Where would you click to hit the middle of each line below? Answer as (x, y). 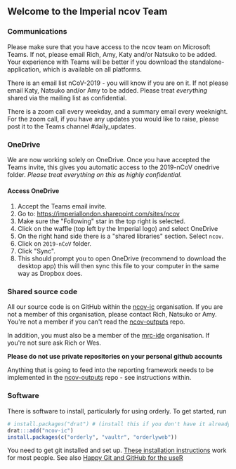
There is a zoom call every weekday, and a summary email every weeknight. (118, 111)
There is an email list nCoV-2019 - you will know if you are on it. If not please (118, 83)
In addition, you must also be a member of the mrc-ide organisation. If (109, 336)
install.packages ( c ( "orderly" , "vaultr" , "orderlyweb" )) (92, 437)
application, (24, 69)
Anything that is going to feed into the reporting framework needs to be (111, 370)
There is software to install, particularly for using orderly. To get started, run (117, 411)
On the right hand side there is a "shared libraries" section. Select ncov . (120, 236)
